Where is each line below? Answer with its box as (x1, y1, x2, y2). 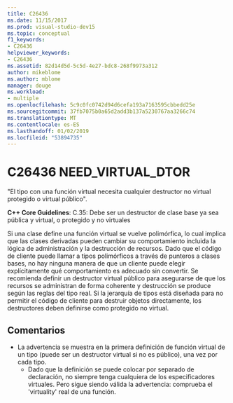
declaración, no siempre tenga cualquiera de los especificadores (27, 373, 216, 381)
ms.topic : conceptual (7, 29, 71, 37)
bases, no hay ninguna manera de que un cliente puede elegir (7, 259, 185, 268)
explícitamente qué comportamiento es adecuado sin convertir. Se (7, 267, 199, 275)
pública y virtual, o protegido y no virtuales (7, 216, 131, 224)
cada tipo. (17, 358, 47, 366)
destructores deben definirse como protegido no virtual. (7, 304, 169, 313)
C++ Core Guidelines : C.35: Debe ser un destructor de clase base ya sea (7, 208, 219, 217)
